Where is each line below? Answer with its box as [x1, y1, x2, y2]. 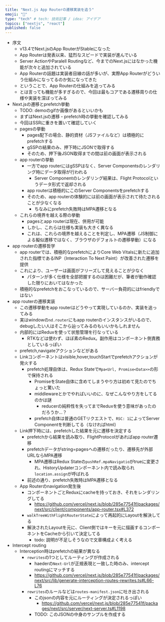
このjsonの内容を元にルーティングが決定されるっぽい [34, 595, 142, 601]
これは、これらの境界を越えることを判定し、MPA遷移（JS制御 [27, 231, 154, 237]
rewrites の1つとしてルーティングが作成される [27, 554, 120, 560]
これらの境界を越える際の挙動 [19, 212, 80, 218]
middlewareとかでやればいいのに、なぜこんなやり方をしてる [34, 391, 157, 397]
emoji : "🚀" [5, 12, 28, 17]
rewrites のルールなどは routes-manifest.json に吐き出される [27, 588, 149, 594]
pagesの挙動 [19, 126, 46, 132]
